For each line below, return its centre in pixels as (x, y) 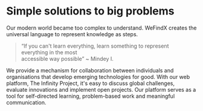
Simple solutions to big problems (90, 11)
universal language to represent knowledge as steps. (72, 34)
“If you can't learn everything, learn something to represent (95, 46)
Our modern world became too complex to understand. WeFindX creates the (102, 28)
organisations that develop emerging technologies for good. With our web (98, 77)
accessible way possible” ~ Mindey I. (67, 59)
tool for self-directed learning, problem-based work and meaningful (91, 96)
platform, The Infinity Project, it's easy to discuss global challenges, (91, 83)
